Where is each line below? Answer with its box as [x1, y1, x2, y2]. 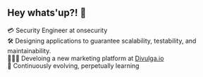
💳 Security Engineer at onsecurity [7, 26, 108, 34]
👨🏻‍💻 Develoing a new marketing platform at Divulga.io [7, 54, 164, 62]
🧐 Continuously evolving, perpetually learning [7, 61, 140, 70]
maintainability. [7, 46, 51, 55]
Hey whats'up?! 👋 [7, 7, 87, 19]
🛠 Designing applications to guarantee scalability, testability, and [7, 36, 197, 45]
